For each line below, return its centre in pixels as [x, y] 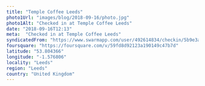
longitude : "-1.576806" [37, 57]
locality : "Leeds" [30, 62]
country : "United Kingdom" [41, 74]
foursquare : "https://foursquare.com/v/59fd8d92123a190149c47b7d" [92, 46]
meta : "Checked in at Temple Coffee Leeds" [64, 35]
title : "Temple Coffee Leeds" [45, 12]
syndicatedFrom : [27, 40]
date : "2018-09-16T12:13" [39, 29]
